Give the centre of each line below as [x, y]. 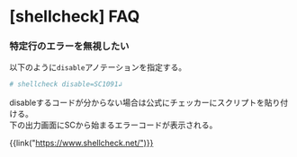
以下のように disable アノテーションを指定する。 [98, 67]
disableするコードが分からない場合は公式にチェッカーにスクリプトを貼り [145, 103]
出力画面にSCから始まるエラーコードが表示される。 [121, 125]
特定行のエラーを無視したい [69, 47]
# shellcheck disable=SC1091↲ [66, 84]
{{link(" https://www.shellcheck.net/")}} [81, 143]
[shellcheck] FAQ [75, 17]
